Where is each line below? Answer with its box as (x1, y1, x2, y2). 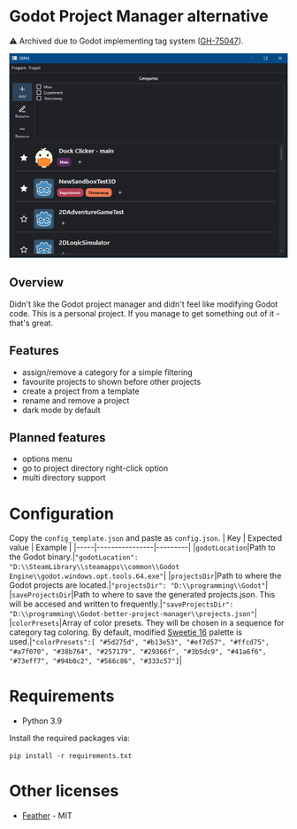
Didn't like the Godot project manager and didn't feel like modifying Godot (9, 299, 278, 309)
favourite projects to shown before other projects (21, 376, 202, 387)
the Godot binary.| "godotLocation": (9, 551, 139, 562)
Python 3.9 (21, 716, 63, 726)
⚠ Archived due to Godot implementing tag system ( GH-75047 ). (9, 35, 244, 46)
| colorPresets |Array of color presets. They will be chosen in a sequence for (9, 618, 285, 629)
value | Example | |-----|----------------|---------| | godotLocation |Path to (9, 543, 276, 553)
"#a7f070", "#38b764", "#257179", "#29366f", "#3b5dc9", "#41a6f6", (9, 647, 267, 657)
